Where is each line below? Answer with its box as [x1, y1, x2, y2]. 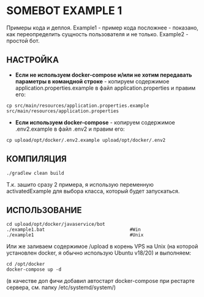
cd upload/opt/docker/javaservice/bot [6, 222, 105, 228]
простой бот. [6, 37, 40, 44]
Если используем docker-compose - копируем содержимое [15, 118, 176, 126]
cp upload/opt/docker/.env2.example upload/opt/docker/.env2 [6, 137, 166, 143]
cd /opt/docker [6, 261, 45, 268]
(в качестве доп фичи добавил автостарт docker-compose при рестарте [6, 277, 195, 285]
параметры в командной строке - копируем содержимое [15, 77, 170, 85]
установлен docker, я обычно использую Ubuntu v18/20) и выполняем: [6, 249, 192, 256]
